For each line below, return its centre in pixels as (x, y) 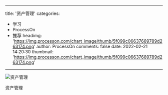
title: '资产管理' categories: (32, 13)
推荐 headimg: (27, 36)
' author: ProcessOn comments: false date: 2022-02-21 (91, 46)
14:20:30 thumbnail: (33, 52)
